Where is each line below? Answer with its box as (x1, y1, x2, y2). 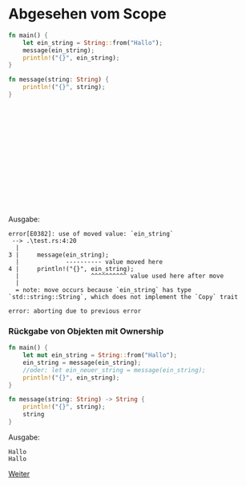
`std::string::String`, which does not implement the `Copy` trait (8, 293, 239, 301)
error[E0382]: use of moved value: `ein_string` (8, 229, 174, 237)
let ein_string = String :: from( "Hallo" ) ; (22, 38, 163, 47)
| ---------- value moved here (15, 257, 163, 265)
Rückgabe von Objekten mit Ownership (8, 326, 164, 337)
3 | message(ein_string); (8, 250, 110, 259)
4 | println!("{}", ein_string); (8, 265, 135, 273)
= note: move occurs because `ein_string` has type (15, 286, 192, 294)
